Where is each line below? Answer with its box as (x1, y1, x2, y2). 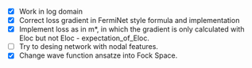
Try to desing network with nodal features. (18, 42, 158, 51)
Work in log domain (18, 7, 83, 16)
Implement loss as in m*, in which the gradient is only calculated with (18, 25, 245, 34)
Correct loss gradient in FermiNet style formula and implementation (18, 16, 240, 25)
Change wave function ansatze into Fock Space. (18, 51, 178, 60)
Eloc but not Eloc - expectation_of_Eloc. (18, 33, 150, 43)
